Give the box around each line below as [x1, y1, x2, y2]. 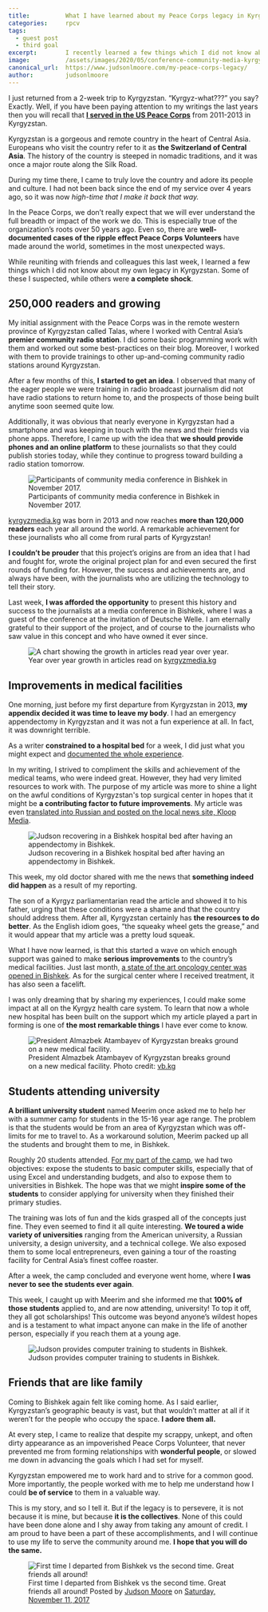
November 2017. [28, 500, 81, 510]
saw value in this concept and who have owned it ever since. [8, 632, 209, 641]
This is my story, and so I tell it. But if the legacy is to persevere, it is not [8, 1503, 244, 1512]
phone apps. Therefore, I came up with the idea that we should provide [8, 434, 243, 443]
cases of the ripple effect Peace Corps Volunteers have [53, 232, 240, 242]
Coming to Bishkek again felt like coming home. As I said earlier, [8, 1397, 219, 1407]
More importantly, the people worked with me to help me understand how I [8, 1479, 254, 1488]
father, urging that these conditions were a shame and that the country [8, 904, 241, 915]
